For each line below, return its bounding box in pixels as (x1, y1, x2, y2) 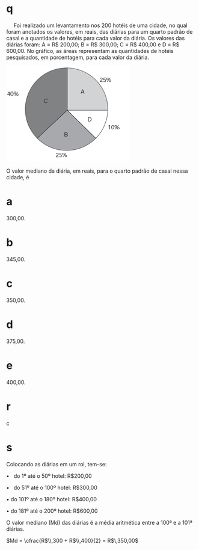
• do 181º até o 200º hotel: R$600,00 (6, 507, 98, 514)
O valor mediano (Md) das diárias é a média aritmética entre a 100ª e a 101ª (6, 519, 192, 526)
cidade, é (6, 173, 29, 181)
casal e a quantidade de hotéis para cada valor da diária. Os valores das (6, 34, 185, 42)
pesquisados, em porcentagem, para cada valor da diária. (6, 54, 149, 61)
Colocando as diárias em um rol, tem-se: (6, 460, 107, 468)
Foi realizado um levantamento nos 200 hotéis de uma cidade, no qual (13, 22, 188, 29)
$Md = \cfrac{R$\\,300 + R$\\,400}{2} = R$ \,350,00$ (6, 537, 139, 544)
